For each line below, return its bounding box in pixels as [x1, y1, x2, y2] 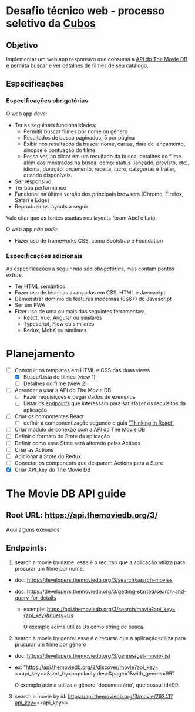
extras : [6, 271, 23, 278]
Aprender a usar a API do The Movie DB [14, 387, 112, 394]
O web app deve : [6, 110, 48, 117]
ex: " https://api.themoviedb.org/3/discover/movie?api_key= [14, 664, 159, 671]
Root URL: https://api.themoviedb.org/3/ [6, 511, 158, 521]
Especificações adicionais [6, 251, 83, 260]
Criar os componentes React [14, 413, 84, 420]
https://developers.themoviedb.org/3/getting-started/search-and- [26, 588, 187, 595]
